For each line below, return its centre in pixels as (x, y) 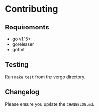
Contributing (32, 9)
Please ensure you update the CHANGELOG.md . (50, 104)
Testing (17, 65)
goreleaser (23, 44)
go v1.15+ (22, 39)
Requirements (27, 27)
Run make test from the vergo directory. (45, 77)
